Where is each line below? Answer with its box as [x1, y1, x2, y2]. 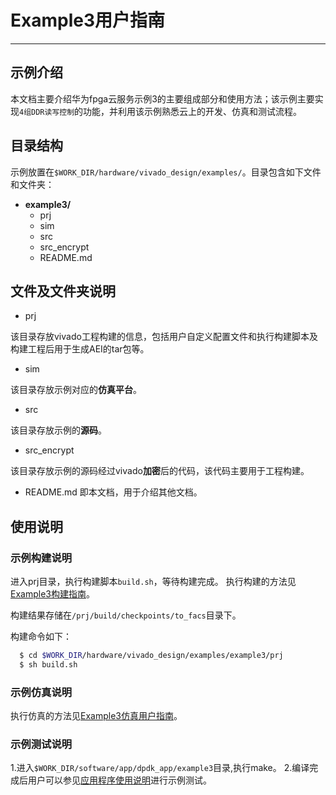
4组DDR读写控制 [19, 107, 75, 117]
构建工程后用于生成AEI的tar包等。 [10, 343, 150, 355]
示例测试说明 [10, 737, 73, 751]
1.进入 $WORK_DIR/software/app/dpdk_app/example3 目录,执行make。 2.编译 [10, 762, 310, 774]
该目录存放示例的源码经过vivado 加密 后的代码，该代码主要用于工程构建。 [10, 465, 310, 477]
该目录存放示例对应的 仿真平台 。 [10, 384, 142, 396]
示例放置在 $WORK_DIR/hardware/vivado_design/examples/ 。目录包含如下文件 [10, 166, 322, 178]
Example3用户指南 [10, 9, 165, 32]
